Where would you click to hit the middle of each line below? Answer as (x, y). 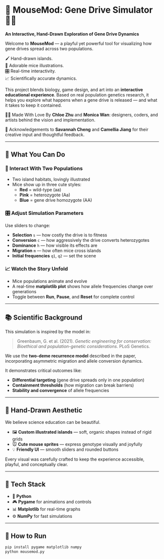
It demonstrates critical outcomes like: (43, 371)
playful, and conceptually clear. (37, 464)
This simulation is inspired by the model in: (48, 332)
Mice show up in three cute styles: (47, 184)
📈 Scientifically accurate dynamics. (41, 78)
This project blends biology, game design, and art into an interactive (74, 90)
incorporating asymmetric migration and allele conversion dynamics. (74, 361)
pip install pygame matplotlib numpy (43, 547)
